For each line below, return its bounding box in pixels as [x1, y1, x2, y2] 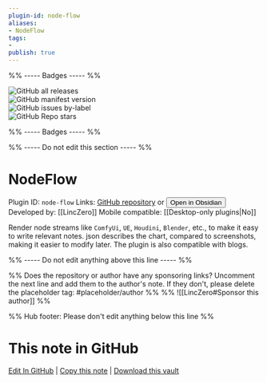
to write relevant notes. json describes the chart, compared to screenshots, [8, 231, 257, 240]
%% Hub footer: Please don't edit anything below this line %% [8, 311, 214, 321]
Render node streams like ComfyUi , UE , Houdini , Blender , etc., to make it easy [8, 223, 259, 232]
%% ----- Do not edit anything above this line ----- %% [8, 255, 193, 264]
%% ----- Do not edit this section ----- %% [8, 143, 153, 152]
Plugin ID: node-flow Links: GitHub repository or [8, 197, 165, 207]
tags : [8, 34, 26, 42]
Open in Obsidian [169, 198, 222, 207]
